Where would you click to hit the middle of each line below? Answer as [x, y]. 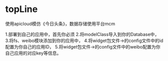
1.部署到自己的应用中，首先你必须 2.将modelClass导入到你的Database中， [82, 34]
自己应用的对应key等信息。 [33, 53]
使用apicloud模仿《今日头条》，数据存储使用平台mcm [60, 23]
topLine [21, 9]
